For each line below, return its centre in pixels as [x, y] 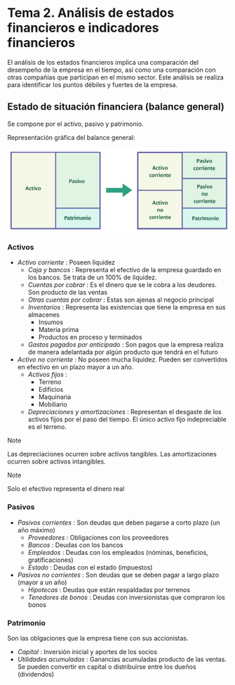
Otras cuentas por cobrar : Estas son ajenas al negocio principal [121, 300]
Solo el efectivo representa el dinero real [66, 489]
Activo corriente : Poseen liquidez [66, 262]
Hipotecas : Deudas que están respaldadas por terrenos [109, 589]
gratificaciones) [51, 560]
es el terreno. [47, 427]
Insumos [51, 322]
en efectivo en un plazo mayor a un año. [75, 367]
